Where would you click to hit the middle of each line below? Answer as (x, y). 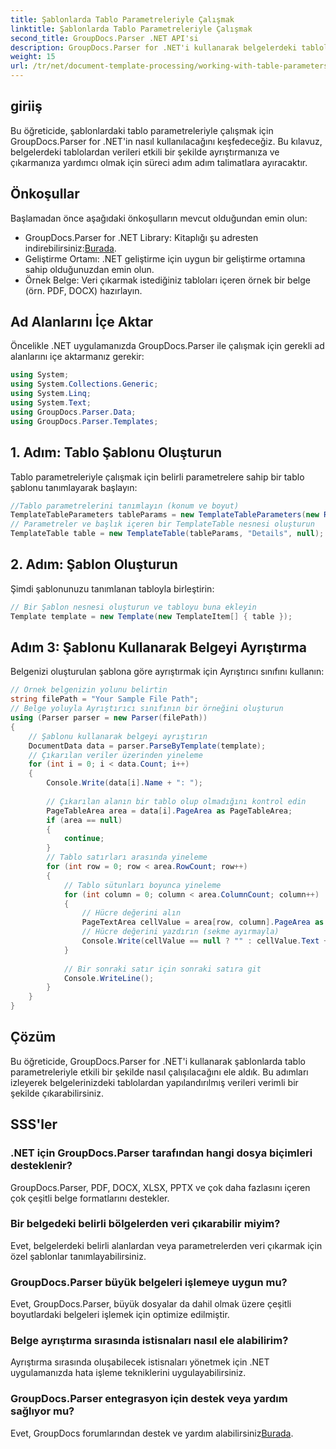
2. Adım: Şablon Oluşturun (94, 564)
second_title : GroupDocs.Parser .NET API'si (104, 38)
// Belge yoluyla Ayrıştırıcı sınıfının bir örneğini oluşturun (147, 709)
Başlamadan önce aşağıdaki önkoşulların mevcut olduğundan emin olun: (159, 218)
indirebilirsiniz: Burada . (70, 248)
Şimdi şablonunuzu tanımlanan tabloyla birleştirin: (112, 588)
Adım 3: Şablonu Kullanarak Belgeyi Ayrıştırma (158, 647)
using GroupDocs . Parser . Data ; (73, 412)
